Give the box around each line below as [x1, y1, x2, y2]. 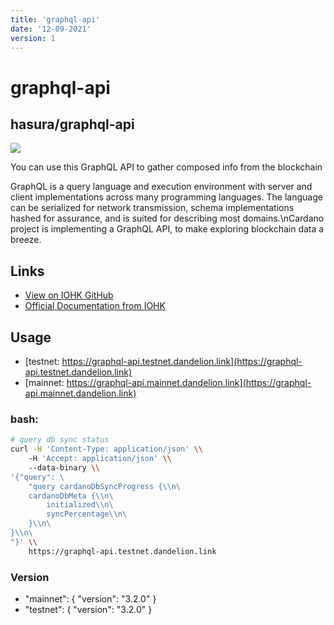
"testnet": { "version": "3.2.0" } [24, 603, 153, 615]
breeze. [10, 234, 42, 246]
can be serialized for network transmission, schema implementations [10, 202, 295, 214]
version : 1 [10, 33, 56, 43]
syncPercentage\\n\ [46, 509, 128, 520]
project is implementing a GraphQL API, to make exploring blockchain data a [10, 223, 325, 235]
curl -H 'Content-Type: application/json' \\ [10, 444, 203, 455]
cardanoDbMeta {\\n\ [28, 491, 114, 501]
